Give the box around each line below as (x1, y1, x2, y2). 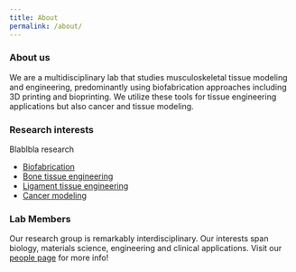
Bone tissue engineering (22, 171, 114, 182)
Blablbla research (9, 144, 75, 155)
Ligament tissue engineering (22, 181, 129, 192)
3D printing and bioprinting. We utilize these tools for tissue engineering (9, 91, 277, 102)
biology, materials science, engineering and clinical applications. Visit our (9, 243, 282, 254)
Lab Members (9, 213, 71, 226)
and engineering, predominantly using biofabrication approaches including (9, 81, 287, 92)
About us (9, 52, 51, 64)
